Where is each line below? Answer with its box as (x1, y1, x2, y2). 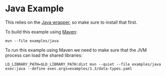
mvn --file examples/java (5, 38, 59, 43)
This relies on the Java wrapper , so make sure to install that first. (5, 19, 138, 25)
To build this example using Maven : (5, 29, 78, 35)
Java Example (5, 3, 64, 14)
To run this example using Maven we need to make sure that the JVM (5, 47, 147, 53)
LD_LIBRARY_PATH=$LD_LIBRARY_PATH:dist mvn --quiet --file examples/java (5, 62, 162, 67)
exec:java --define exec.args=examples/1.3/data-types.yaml (5, 66, 133, 71)
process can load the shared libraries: (5, 52, 83, 58)
